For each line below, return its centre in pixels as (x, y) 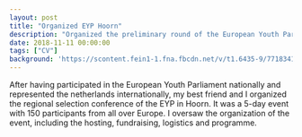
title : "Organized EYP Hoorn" (66, 26)
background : (31, 59)
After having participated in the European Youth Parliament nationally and (145, 85)
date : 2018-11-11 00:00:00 (60, 43)
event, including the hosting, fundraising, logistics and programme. (133, 123)
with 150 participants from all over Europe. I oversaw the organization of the (150, 113)
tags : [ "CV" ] (34, 51)
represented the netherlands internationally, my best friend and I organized (148, 94)
